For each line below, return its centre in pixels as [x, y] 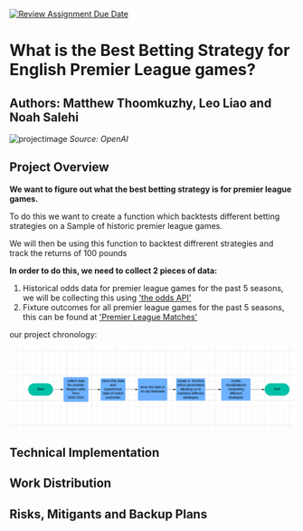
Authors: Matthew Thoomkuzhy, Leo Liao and [141, 103]
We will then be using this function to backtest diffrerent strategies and [142, 243]
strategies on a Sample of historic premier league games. [116, 225]
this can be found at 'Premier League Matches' [110, 317]
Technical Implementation [85, 452]
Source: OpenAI [99, 139]
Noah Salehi [44, 117]
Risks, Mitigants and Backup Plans [109, 514]
